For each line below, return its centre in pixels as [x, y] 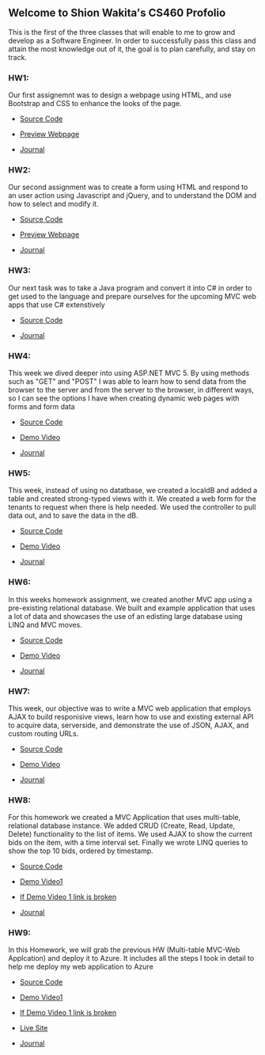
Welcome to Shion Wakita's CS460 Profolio [117, 13]
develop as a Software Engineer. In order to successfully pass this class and [132, 40]
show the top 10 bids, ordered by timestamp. [81, 851]
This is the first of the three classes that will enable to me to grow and [122, 32]
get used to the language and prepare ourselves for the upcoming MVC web [132, 296]
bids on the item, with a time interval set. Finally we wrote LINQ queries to [128, 843]
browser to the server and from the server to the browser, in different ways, [131, 390]
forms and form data [42, 406]
